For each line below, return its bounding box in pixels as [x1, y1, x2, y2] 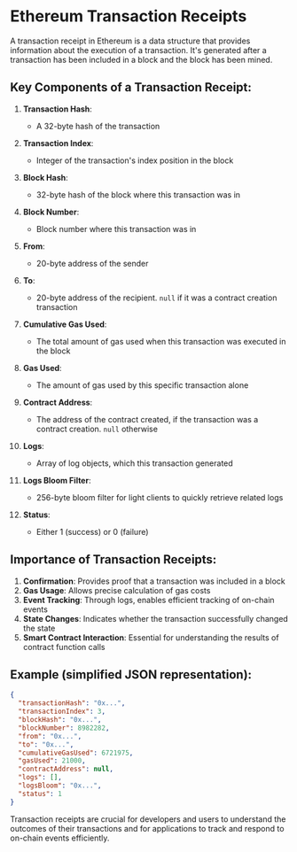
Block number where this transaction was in [35, 223, 197, 234]
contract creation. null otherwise [35, 423, 159, 434]
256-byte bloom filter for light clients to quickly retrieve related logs [35, 492, 284, 502]
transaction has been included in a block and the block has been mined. [10, 54, 273, 65]
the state [22, 623, 56, 633]
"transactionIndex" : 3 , [18, 707, 106, 716]
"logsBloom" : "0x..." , [18, 781, 102, 790]
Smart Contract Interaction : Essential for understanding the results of [22, 631, 279, 643]
